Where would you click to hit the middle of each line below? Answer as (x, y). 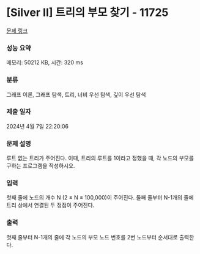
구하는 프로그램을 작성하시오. (41, 166)
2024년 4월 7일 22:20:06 (38, 126)
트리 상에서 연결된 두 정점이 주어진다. (50, 205)
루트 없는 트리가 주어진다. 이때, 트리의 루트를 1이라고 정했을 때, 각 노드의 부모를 (100, 158)
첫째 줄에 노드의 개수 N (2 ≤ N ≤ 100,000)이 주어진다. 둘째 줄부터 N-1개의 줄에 (100, 198)
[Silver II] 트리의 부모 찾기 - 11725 (87, 13)
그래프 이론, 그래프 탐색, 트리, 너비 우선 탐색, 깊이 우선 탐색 (76, 94)
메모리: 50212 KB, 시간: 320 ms (45, 62)
